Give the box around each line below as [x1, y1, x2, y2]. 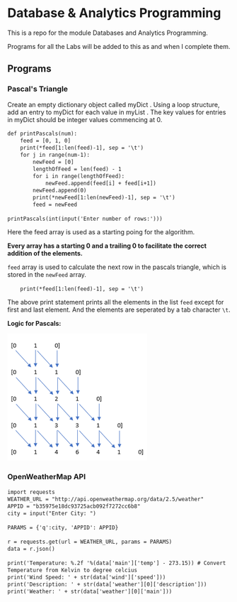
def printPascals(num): [7, 130, 78, 137]
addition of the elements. [7, 248, 83, 257]
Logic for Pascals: [7, 319, 62, 327]
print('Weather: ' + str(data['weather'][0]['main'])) [7, 588, 173, 595]
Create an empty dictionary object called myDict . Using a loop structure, [7, 100, 220, 109]
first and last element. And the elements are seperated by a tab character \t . [7, 305, 231, 314]
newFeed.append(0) [33, 187, 87, 194]
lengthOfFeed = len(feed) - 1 [33, 165, 122, 173]
